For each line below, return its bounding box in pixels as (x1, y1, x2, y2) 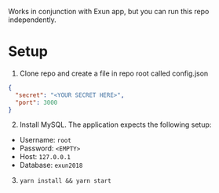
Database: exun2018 (19, 161, 83, 170)
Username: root (19, 135, 72, 145)
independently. (8, 15, 57, 24)
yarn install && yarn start (19, 177, 111, 185)
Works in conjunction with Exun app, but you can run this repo (8, 7, 210, 16)
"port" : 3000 (15, 98, 58, 106)
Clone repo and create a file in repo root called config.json (19, 69, 209, 78)
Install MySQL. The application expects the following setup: (19, 120, 212, 129)
